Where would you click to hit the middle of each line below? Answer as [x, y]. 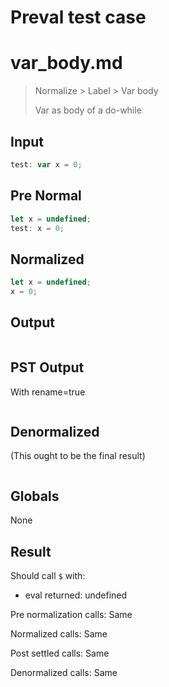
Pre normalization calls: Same [71, 614]
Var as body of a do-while [88, 110]
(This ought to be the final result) [78, 456]
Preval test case [78, 17]
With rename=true [48, 392]
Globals [35, 496]
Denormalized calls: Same [64, 672]
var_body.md [66, 63]
